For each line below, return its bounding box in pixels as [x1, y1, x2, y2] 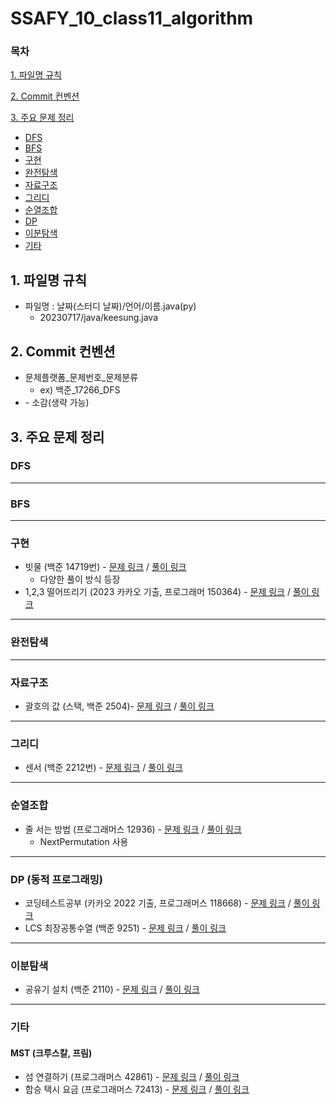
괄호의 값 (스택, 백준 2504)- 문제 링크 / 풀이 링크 [24, 700, 215, 712]
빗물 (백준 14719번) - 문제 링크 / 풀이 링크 [24, 561, 187, 573]
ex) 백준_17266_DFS [39, 384, 121, 396]
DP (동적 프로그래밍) [10, 872, 103, 886]
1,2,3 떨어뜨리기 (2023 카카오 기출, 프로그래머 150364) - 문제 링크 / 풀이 [24, 586, 310, 598]
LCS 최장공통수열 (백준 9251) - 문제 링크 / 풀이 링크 [24, 922, 227, 934]
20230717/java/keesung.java [39, 312, 159, 324]
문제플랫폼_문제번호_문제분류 [24, 372, 139, 384]
